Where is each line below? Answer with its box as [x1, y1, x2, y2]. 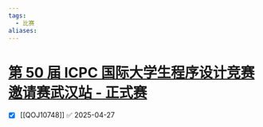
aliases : [8, 26, 37, 34]
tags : [8, 11, 26, 20]
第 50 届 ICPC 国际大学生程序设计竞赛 [8, 63, 255, 81]
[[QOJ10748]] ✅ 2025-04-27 [19, 110, 116, 120]
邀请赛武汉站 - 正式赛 [8, 83, 147, 101]
